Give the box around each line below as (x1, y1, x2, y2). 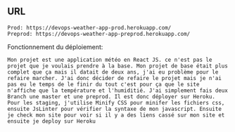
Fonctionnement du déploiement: (7, 42, 103, 51)
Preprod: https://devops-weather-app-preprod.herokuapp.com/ (7, 30, 191, 37)
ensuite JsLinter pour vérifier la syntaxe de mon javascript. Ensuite (7, 105, 222, 112)
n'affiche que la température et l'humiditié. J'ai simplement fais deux (7, 87, 229, 94)
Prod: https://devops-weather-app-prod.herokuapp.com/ (7, 24, 172, 31)
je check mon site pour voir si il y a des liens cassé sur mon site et (7, 112, 225, 119)
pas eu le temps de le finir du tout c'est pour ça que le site (7, 81, 200, 88)
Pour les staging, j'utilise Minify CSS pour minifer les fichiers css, (7, 99, 225, 106)
